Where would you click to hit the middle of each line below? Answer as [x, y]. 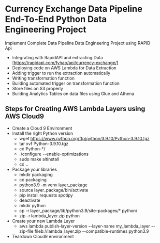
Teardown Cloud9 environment [43, 236]
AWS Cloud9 [25, 117]
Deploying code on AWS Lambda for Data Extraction [64, 68]
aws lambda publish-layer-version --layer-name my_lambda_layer [85, 226]
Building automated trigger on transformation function [66, 83]
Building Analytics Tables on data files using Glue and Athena [73, 94]
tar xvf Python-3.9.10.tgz [44, 144]
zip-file [26, 231]
